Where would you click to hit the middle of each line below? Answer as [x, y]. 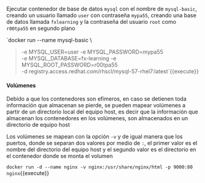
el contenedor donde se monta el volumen [60, 156]
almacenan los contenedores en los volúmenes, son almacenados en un [97, 118]
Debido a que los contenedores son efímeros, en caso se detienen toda [96, 99]
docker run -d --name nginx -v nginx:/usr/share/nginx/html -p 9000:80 [99, 167]
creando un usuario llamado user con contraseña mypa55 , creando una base [102, 15]
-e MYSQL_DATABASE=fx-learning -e [69, 58]
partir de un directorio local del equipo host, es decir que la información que [102, 112]
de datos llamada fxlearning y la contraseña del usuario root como [91, 22]
